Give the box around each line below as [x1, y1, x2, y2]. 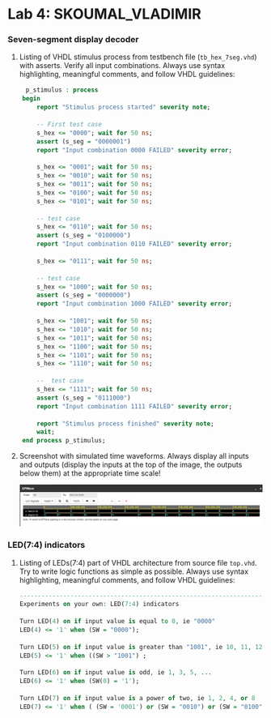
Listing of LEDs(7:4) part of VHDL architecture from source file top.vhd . [19, 558, 257, 567]
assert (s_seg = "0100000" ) [36, 232, 131, 240]
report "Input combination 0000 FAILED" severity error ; [36, 146, 232, 154]
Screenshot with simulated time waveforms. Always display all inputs [19, 451, 249, 461]
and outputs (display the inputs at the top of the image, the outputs [19, 459, 243, 470]
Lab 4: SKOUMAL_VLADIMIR [7, 5, 201, 24]
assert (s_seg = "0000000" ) [36, 291, 131, 300]
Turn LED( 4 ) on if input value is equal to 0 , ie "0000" [19, 618, 216, 626]
